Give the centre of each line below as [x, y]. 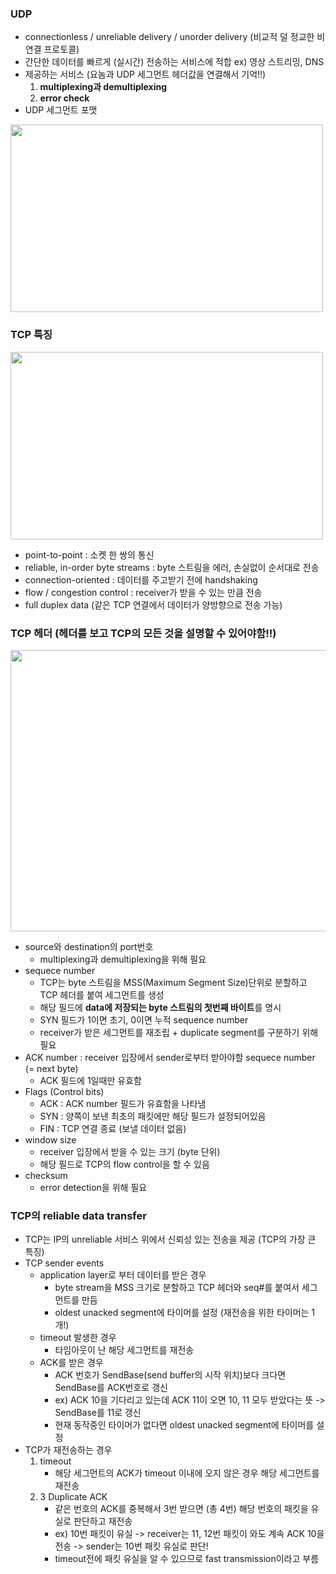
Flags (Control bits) [64, 1091]
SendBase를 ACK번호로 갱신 [111, 1388]
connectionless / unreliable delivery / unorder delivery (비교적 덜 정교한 [169, 37]
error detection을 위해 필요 [93, 1187]
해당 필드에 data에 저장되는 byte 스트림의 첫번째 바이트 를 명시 [160, 1007]
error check [64, 98]
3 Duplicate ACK [73, 1497]
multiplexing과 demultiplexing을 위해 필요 [123, 959]
